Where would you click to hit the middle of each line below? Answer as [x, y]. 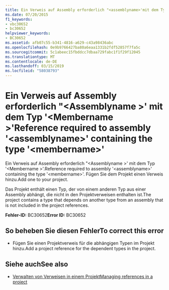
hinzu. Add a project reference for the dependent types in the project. [84, 248]
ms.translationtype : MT [30, 57]
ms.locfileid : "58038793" [32, 71]
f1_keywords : [19, 19]
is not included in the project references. [47, 205]
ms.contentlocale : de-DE [31, 62]
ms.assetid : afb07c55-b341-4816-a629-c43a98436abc [59, 43]
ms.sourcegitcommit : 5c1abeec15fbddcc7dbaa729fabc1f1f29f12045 [73, 52]
